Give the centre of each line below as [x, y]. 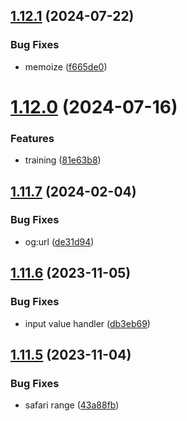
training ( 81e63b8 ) [63, 160]
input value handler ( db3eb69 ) [87, 323]
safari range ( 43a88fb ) [72, 405]
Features [32, 138]
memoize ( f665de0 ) [66, 66]
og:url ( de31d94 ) [59, 241]
